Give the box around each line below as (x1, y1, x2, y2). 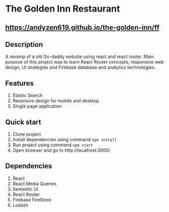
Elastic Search (12, 92, 43, 98)
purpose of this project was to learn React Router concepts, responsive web (5, 59, 164, 65)
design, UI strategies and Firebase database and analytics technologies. (5, 64, 156, 71)
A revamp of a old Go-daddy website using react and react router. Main (5, 54, 154, 60)
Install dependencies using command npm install (12, 137, 117, 143)
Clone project (12, 131, 41, 137)
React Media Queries (12, 180, 57, 187)
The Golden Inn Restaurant (5, 3, 120, 15)
